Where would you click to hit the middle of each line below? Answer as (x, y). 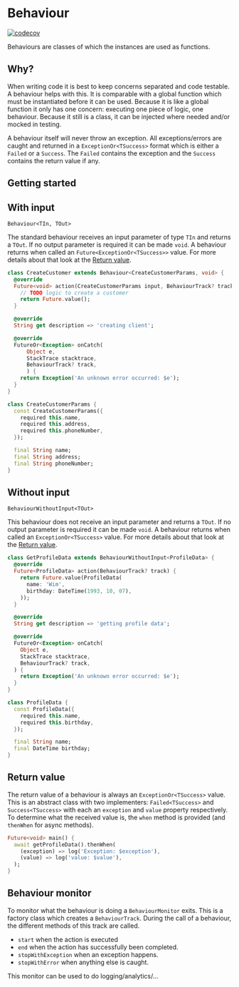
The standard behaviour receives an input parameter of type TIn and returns (119, 237)
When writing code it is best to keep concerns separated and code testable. (118, 86)
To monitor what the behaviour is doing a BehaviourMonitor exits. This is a (115, 910)
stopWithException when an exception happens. (88, 954)
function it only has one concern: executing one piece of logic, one (106, 109)
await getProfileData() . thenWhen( (65, 844)
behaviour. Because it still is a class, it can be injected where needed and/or (118, 116)
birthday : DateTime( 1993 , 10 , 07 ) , (79, 591)
